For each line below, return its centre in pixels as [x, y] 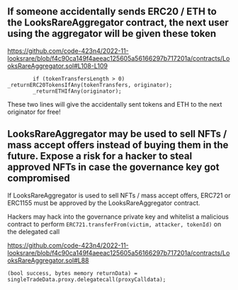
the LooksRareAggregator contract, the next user [118, 23]
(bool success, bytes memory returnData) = [73, 273]
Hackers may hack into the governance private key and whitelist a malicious [118, 216]
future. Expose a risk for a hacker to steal [100, 156]
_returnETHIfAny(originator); [77, 91]
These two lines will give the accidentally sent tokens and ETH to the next [115, 104]
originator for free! [34, 112]
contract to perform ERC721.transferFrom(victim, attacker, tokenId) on [114, 224]
